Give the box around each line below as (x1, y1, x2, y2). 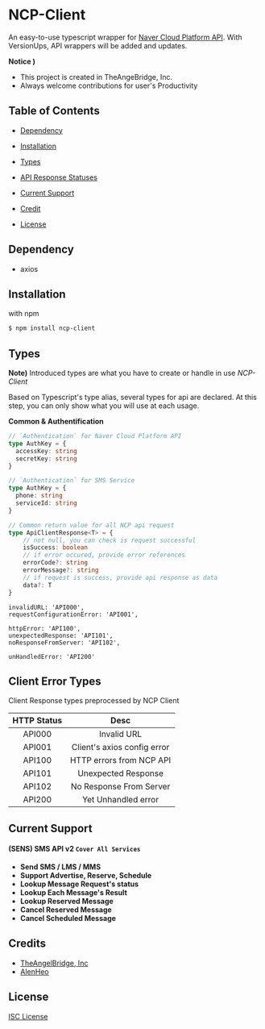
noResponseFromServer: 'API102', (8, 639, 121, 647)
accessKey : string (15, 447, 78, 455)
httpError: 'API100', (8, 624, 81, 632)
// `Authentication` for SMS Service (8, 477, 135, 485)
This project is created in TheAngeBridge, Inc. (19, 72, 173, 81)
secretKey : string (15, 454, 78, 463)
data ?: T (23, 581, 52, 589)
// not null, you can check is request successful (23, 536, 197, 544)
